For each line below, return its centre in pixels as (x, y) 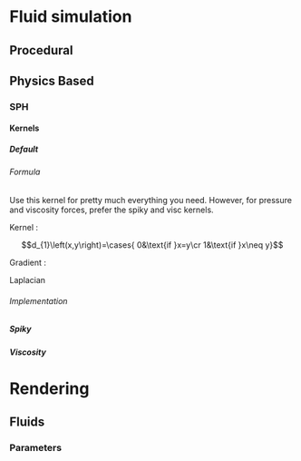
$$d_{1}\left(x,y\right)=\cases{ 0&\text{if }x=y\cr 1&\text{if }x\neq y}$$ (152, 245)
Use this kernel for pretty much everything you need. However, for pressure (151, 201)
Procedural (41, 50)
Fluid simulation (71, 17)
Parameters (35, 448)
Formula (25, 172)
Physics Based (52, 80)
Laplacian (28, 280)
